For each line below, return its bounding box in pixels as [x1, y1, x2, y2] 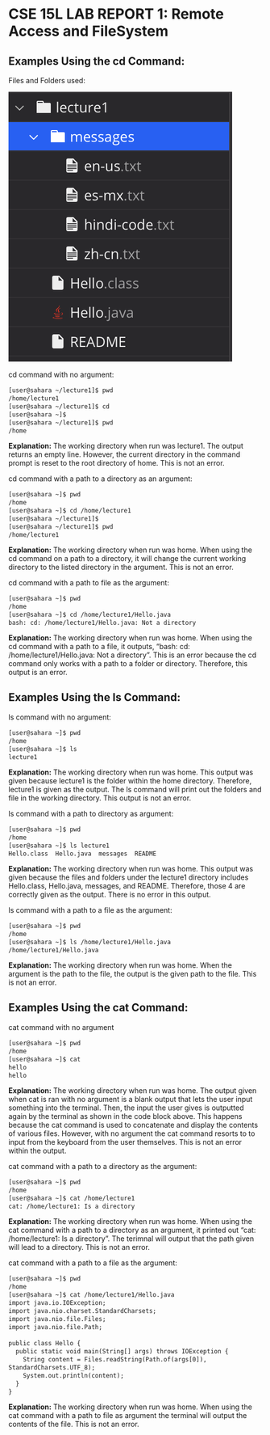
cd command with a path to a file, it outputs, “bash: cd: [8, 642, 191, 651]
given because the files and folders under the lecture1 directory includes [8, 872, 249, 882]
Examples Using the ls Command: [8, 690, 181, 704]
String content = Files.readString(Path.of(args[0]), [23, 1355, 207, 1363]
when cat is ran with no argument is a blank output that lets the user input [8, 1094, 253, 1104]
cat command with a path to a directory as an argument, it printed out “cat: [8, 1225, 256, 1235]
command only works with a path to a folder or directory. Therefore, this [8, 659, 248, 668]
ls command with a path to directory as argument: [8, 808, 174, 818]
